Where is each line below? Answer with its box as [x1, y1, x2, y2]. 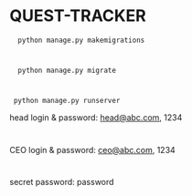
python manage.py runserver [13, 97, 121, 106]
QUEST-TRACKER [9, 5, 146, 26]
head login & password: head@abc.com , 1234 [9, 112, 183, 123]
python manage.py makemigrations [17, 36, 145, 45]
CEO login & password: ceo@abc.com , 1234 [9, 144, 176, 155]
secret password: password [9, 176, 114, 187]
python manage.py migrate [17, 66, 117, 76]
